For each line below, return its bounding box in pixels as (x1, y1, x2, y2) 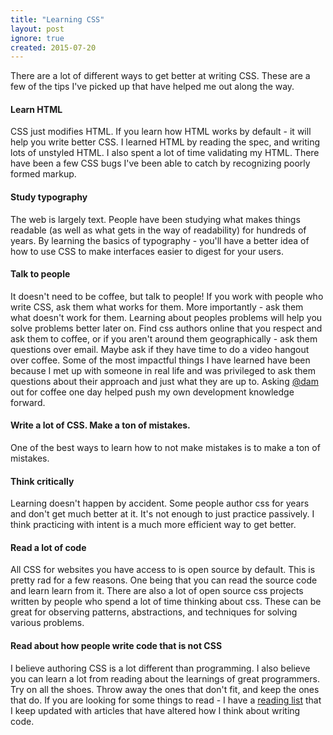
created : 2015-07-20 (10, 42, 97, 53)
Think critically (10, 475, 75, 487)
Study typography (10, 191, 88, 203)
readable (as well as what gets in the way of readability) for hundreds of (10, 224, 307, 236)
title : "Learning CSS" (10, 14, 105, 25)
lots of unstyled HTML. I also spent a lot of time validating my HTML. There (10, 147, 320, 159)
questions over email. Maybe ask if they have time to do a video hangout (10, 343, 310, 355)
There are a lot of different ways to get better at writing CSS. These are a (10, 70, 311, 82)
